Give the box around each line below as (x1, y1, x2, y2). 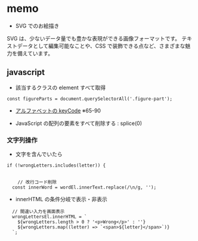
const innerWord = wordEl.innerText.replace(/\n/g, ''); (12, 184, 157, 190)
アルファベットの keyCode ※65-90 (15, 107, 101, 114)
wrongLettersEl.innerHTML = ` (12, 214, 87, 220)
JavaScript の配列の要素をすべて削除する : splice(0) (15, 120, 143, 127)
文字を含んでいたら (15, 151, 63, 158)
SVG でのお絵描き (15, 22, 60, 29)
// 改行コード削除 (17, 179, 57, 186)
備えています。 (17, 49, 53, 57)
